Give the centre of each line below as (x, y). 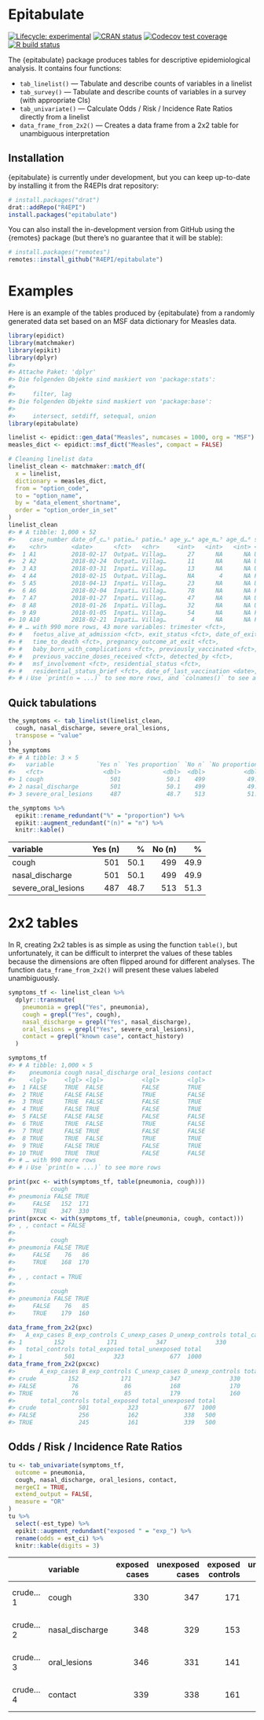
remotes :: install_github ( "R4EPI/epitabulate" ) (86, 260)
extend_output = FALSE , (54, 1494)
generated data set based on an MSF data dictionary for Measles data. (123, 322)
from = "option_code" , (52, 488)
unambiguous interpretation (64, 133)
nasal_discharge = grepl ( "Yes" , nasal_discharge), (107, 1022)
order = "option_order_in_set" (66, 510)
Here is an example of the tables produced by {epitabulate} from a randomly (132, 313)
